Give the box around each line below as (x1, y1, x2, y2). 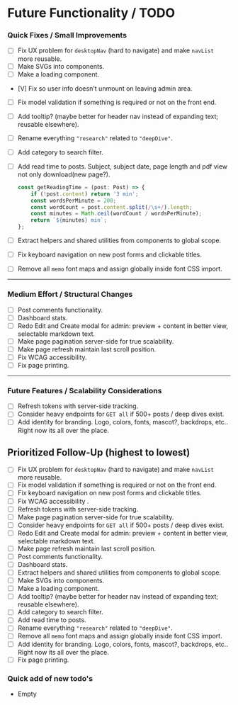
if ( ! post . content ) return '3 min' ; (30, 190, 139, 198)
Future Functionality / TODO (7, 5, 176, 21)
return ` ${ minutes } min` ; (30, 217, 108, 224)
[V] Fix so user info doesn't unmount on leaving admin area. (17, 84, 193, 93)
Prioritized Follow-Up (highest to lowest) (7, 446, 191, 458)
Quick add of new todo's (7, 673, 93, 683)
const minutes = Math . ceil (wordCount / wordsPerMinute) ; (30, 210, 203, 218)
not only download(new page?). (17, 170, 111, 179)
